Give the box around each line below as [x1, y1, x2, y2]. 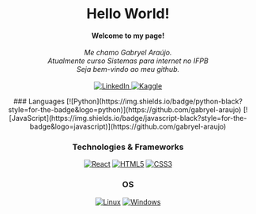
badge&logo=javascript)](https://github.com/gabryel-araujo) [29, 122, 227, 131]
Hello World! [86, 5, 170, 23]
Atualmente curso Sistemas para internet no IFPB [47, 56, 209, 66]
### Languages [13, 96, 65, 106]
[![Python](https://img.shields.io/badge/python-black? [66, 96, 243, 106]
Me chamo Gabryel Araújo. [84, 47, 172, 57]
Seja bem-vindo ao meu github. [77, 64, 179, 73]
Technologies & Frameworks [72, 141, 184, 152]
